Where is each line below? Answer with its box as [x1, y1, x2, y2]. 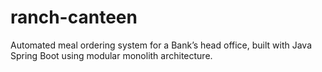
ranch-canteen [10, 6, 138, 29]
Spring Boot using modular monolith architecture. [10, 49, 213, 61]
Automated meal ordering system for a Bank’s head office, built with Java [10, 39, 313, 51]
